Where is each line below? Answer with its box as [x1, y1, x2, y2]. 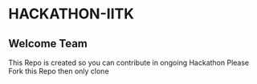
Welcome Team [8, 37, 88, 50]
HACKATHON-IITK [8, 5, 135, 23]
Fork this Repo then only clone [8, 66, 110, 76]
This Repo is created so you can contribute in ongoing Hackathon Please [8, 58, 250, 67]
